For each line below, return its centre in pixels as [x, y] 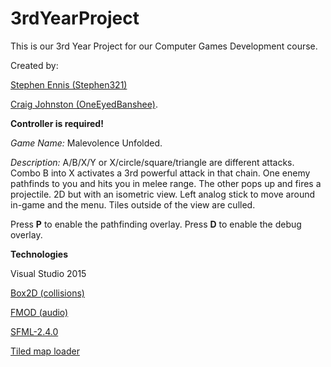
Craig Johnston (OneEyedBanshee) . [84, 104]
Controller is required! [57, 123]
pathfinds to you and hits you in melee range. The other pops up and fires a [166, 183]
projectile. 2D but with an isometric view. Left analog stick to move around [163, 194]
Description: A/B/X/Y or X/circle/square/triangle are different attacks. [152, 162]
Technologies [39, 254]
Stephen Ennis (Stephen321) [69, 84]
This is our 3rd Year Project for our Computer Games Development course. [164, 46]
